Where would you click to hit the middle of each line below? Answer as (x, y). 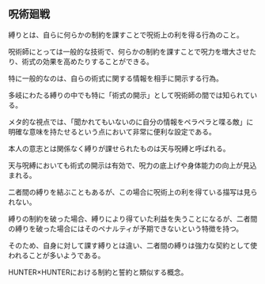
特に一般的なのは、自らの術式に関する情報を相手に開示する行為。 (115, 78)
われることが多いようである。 (57, 255)
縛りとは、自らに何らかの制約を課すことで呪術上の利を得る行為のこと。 (126, 35)
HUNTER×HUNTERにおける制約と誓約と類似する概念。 (98, 272)
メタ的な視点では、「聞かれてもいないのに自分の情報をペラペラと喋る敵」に (131, 122)
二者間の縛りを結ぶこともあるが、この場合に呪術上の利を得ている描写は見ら (133, 191)
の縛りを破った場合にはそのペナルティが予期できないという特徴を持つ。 (126, 229)
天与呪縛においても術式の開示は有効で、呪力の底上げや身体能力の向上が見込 (132, 165)
